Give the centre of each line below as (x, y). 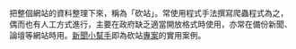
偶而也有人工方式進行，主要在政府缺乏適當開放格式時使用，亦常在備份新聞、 (151, 24)
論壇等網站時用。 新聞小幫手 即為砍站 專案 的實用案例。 (108, 35)
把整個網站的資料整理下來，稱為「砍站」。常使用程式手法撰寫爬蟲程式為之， (149, 13)
